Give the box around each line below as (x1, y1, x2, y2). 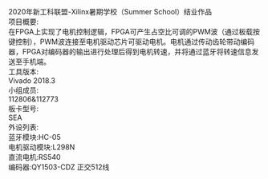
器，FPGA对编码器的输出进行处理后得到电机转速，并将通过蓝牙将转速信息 (8, 47, 252, 56)
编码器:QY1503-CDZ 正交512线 (8, 162, 110, 172)
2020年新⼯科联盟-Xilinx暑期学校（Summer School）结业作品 (8, 7, 213, 16)
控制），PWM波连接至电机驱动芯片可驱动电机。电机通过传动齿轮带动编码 (14, 37, 255, 46)
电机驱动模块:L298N (8, 142, 75, 152)
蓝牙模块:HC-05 (8, 133, 62, 141)
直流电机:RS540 (8, 153, 62, 161)
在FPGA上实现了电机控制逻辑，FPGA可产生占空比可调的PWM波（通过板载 (8, 27, 254, 36)
